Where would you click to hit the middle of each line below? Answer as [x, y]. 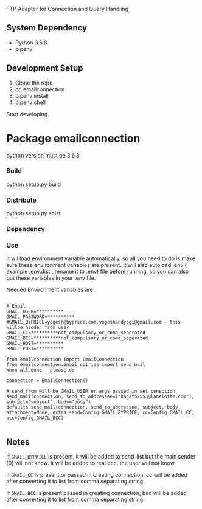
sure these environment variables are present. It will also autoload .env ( [97, 265]
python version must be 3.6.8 [43, 155]
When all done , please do [40, 370]
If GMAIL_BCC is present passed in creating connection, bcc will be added [96, 493]
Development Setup [45, 68]
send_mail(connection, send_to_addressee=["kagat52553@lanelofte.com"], [100, 397]
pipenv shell [30, 102]
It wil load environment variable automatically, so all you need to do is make [101, 258]
